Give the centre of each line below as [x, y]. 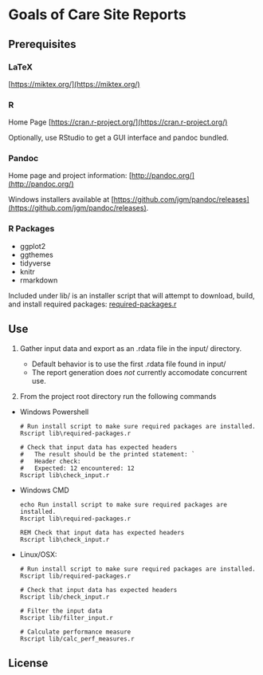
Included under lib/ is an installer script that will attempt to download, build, [131, 295]
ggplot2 [33, 246]
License [28, 663]
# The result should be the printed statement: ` [107, 454]
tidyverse [35, 263]
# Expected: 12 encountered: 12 [77, 468]
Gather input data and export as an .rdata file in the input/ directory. [131, 348]
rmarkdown [39, 280]
